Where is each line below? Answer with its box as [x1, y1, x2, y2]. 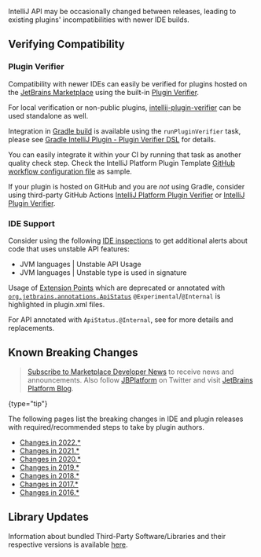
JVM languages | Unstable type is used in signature [19, 267, 187, 277]
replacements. [8, 323, 55, 332]
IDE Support [8, 218, 55, 229]
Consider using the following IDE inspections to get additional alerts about [8, 236, 248, 245]
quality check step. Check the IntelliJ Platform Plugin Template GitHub [8, 158, 236, 167]
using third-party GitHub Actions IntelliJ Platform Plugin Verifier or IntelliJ [8, 190, 245, 200]
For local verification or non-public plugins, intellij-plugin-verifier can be [8, 102, 241, 112]
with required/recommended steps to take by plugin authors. [8, 422, 204, 431]
